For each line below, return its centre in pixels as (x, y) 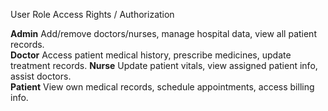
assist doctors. (41, 76)
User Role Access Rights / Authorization (92, 14)
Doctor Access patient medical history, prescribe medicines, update (151, 55)
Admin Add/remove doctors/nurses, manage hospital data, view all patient (163, 33)
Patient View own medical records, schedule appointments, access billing (162, 87)
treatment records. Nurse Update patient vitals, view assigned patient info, (164, 65)
